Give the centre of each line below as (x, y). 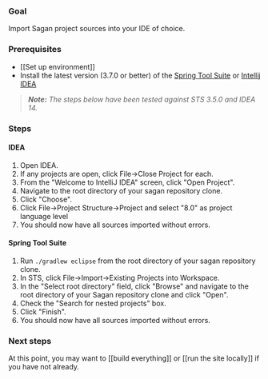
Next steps (30, 341)
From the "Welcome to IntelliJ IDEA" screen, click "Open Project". (127, 182)
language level (44, 216)
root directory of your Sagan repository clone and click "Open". (124, 294)
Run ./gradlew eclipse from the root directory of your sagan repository (138, 261)
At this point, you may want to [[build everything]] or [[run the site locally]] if (134, 358)
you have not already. (44, 367)
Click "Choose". (46, 199)
